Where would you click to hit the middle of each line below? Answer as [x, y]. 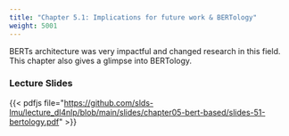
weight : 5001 [33, 26]
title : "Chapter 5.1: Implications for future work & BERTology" [133, 17]
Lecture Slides [41, 84]
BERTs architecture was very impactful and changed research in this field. [145, 51]
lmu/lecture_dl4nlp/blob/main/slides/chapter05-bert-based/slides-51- [137, 112]
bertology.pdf [34, 122]
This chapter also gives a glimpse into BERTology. [101, 60]
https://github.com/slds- [109, 102]
